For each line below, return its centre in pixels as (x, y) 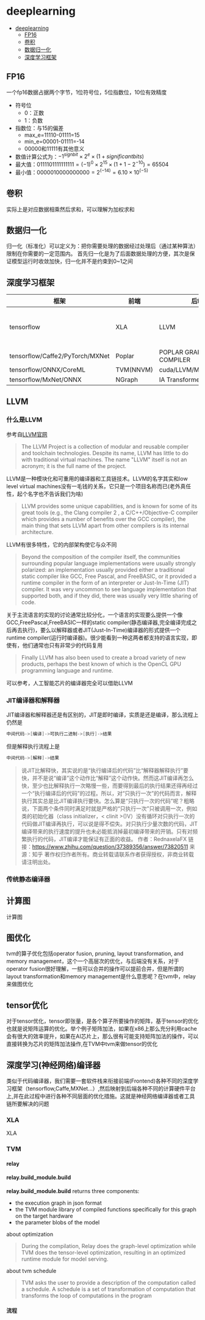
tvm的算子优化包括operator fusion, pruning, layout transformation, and (95, 954)
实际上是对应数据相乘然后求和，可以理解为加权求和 (70, 209)
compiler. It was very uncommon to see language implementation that (109, 589)
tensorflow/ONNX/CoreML (48, 370)
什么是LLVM (24, 420)
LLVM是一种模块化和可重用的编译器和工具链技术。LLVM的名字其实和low (97, 478)
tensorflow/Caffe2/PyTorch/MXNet (59, 356)
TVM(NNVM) (135, 370)
